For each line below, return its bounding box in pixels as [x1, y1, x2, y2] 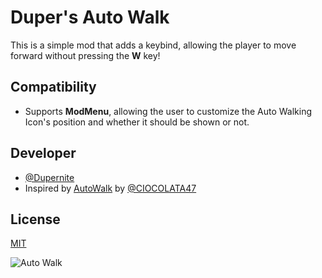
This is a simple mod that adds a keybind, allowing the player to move [10, 39, 297, 51]
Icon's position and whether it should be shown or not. [24, 116, 250, 128]
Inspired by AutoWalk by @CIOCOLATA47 [24, 182, 197, 194]
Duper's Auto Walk [10, 6, 170, 29]
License [10, 211, 61, 228]
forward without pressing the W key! [10, 49, 161, 61]
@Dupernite [24, 171, 75, 183]
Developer [10, 145, 77, 162]
